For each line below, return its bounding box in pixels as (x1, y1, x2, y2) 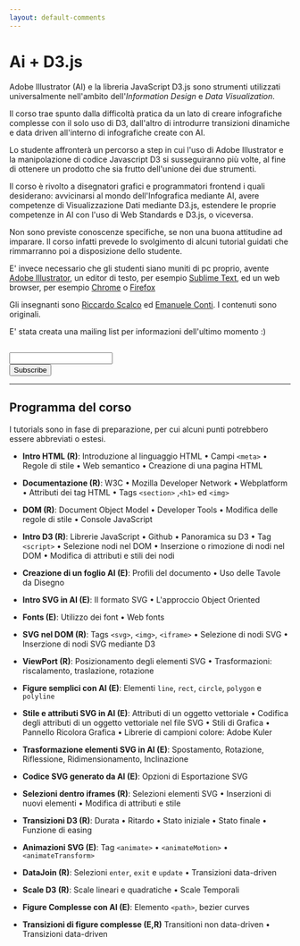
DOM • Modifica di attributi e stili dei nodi (21, 550, 175, 561)
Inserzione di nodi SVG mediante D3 (21, 638, 156, 649)
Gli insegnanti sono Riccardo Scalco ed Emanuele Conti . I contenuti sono (9, 299, 277, 309)
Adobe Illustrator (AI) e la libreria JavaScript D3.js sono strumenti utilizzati (9, 81, 281, 92)
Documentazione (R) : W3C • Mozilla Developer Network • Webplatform (21, 477, 288, 488)
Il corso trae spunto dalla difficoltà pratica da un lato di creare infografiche (9, 108, 283, 119)
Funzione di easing (21, 824, 92, 835)
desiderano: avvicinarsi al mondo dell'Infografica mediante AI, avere (9, 190, 260, 201)
